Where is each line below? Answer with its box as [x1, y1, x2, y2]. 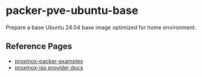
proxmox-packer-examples [14, 57, 83, 64]
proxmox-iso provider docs [14, 64, 83, 71]
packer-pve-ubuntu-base [6, 4, 138, 18]
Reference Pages [6, 41, 72, 52]
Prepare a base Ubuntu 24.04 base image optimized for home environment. [6, 24, 196, 31]
